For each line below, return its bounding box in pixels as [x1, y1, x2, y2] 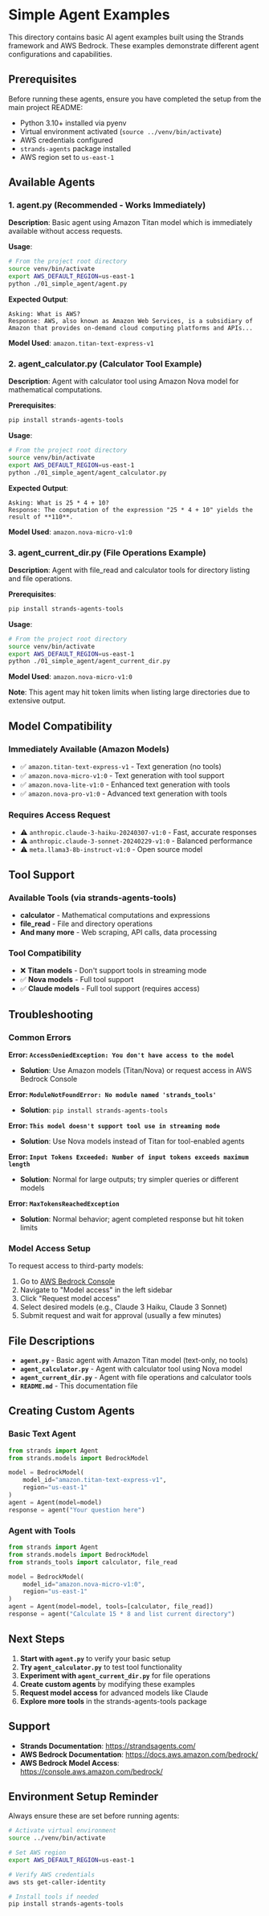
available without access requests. [8, 227, 123, 236]
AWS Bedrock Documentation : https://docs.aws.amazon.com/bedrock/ [19, 1750, 259, 1759]
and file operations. [8, 573, 73, 583]
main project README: [8, 102, 84, 112]
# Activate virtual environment [8, 1827, 116, 1835]
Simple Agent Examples [8, 6, 170, 24]
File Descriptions [8, 1334, 95, 1348]
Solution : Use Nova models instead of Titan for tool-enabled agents [19, 1136, 245, 1146]
